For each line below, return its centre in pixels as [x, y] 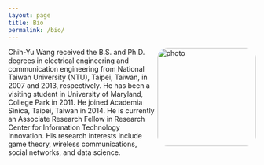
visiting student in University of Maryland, [76, 94]
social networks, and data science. [64, 152]
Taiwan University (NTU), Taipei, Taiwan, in [78, 77]
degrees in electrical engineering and [69, 60]
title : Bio [26, 23]
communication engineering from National [77, 69]
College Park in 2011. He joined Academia [75, 102]
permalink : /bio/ [37, 30]
